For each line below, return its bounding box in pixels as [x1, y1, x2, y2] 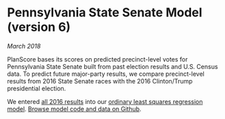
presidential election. [7, 84, 66, 92]
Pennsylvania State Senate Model [7, 5, 203, 21]
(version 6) [7, 19, 71, 35]
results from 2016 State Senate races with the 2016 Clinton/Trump [7, 77, 193, 85]
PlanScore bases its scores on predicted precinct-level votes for [7, 55, 188, 63]
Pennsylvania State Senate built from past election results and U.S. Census [7, 62, 218, 70]
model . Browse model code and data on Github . [7, 105, 142, 113]
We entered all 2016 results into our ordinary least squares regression [7, 97, 203, 105]
